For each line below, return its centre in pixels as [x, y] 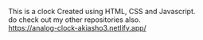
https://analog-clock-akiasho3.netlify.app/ [78, 28]
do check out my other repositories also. [74, 20]
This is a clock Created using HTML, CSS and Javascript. [102, 11]
